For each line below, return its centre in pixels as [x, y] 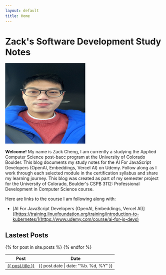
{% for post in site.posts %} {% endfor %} [48, 247]
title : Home [17, 16]
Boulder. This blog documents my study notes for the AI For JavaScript [78, 162]
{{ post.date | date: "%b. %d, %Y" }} [76, 266]
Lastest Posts [27, 235]
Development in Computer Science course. [49, 189]
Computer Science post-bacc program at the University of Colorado [75, 157]
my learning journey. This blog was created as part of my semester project [82, 178]
